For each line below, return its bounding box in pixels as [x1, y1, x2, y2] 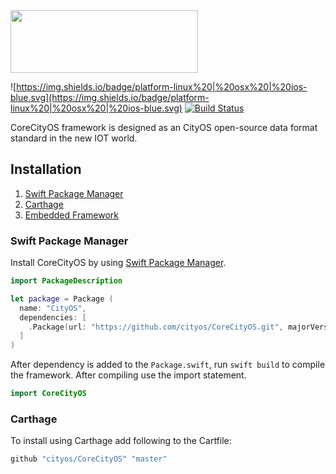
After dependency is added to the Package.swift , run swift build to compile [10, 359, 326, 371]
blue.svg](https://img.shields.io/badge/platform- [10, 92, 210, 103]
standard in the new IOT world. [10, 132, 138, 144]
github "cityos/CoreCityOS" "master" [10, 454, 168, 464]
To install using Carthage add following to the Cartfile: [10, 435, 232, 447]
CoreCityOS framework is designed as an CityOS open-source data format [10, 122, 318, 133]
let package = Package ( [10, 294, 114, 304]
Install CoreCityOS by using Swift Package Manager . [10, 257, 227, 269]
